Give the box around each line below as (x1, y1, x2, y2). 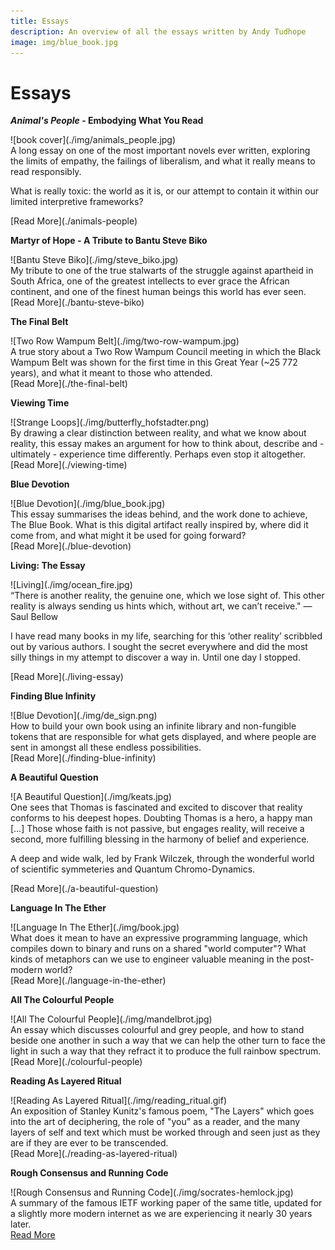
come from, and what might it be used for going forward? (10, 530, 247, 542)
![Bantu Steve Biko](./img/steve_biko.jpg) (10, 254, 179, 266)
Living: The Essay (10, 560, 86, 572)
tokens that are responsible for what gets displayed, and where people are (10, 731, 317, 743)
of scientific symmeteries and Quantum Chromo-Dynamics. (10, 863, 256, 875)
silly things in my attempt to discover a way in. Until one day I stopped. (10, 651, 301, 664)
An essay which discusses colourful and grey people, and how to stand (10, 1024, 305, 1036)
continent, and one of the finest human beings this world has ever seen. (10, 286, 307, 298)
